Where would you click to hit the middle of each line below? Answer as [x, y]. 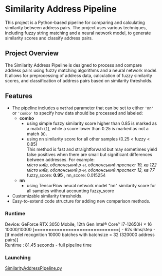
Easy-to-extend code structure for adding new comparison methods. [81, 201]
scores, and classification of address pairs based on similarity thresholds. [79, 80]
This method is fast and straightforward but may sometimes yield [92, 149]
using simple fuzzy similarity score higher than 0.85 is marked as [92, 123]
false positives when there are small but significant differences [89, 154]
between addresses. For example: [61, 159]
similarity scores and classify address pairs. [49, 38]
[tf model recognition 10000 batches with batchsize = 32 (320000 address [80, 235]
